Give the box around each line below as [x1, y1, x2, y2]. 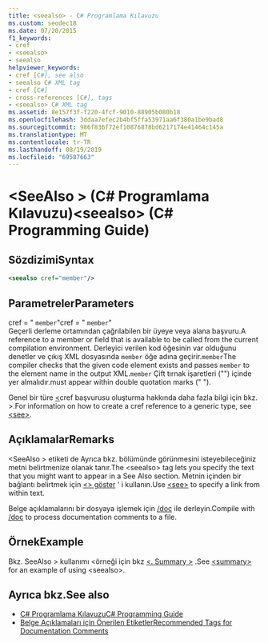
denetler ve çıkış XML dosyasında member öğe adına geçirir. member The [8, 351, 237, 361]
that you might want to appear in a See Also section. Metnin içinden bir [8, 471, 242, 481]
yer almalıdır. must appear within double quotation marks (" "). [8, 377, 212, 386]
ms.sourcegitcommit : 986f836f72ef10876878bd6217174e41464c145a [8, 123, 224, 131]
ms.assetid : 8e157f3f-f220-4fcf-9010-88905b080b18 [8, 109, 181, 117]
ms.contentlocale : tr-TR [8, 138, 91, 146]
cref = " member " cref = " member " [8, 318, 112, 327]
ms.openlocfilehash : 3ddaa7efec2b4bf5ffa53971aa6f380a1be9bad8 [8, 116, 224, 124]
